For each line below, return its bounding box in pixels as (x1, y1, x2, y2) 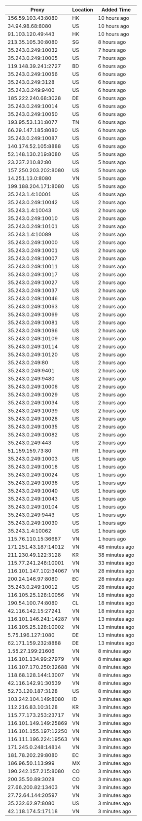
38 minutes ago (98, 552, 135, 558)
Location (72, 6, 94, 13)
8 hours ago (98, 39, 126, 45)
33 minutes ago (98, 560, 135, 566)
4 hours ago (98, 191, 126, 198)
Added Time (101, 6, 131, 13)
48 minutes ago (98, 543, 135, 550)
